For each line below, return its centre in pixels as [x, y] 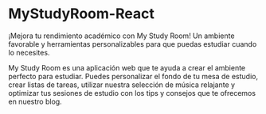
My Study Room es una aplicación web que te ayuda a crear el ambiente [127, 67]
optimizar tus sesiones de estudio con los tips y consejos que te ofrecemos [132, 93]
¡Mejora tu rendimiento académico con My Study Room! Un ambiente [121, 36]
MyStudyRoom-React [82, 14]
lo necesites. [29, 52]
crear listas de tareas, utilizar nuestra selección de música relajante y [122, 85]
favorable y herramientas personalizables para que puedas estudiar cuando [133, 44]
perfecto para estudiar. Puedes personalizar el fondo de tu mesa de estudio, [133, 76]
